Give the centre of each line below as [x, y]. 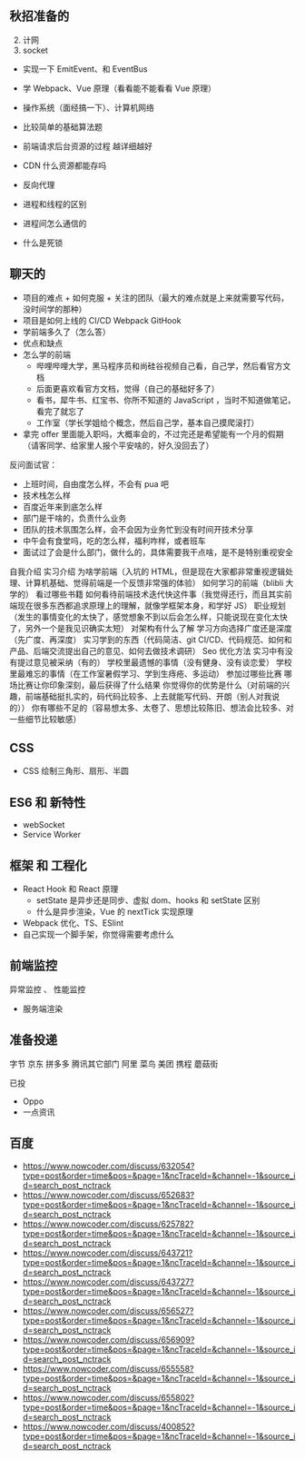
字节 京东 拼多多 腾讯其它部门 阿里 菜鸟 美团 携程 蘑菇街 [114, 1063]
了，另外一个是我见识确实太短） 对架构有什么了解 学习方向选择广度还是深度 [151, 628]
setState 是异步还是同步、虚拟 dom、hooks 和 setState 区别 [148, 900]
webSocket [44, 825]
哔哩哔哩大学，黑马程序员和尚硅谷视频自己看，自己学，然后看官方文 [163, 365]
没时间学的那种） [54, 309]
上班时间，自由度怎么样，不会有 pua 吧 [96, 483]
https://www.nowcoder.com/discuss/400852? [108, 1426]
